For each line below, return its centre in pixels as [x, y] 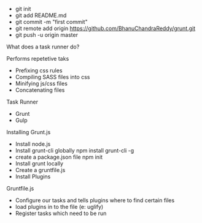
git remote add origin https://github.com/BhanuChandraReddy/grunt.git [105, 28]
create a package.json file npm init [59, 157]
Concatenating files [40, 90]
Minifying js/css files [41, 83]
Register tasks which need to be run [61, 213]
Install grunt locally [39, 164]
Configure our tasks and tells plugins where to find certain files [95, 200]
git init [23, 9]
